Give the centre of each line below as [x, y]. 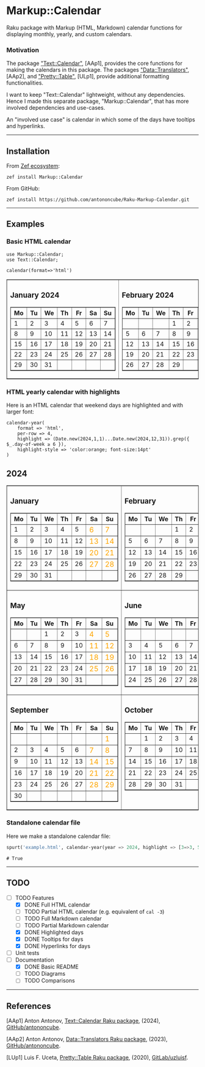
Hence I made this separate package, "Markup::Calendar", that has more [98, 101]
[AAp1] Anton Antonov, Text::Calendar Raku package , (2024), [83, 1021]
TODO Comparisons [49, 981]
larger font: [20, 412]
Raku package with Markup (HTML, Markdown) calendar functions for [95, 28]
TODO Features [35, 897]
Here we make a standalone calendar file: [59, 836]
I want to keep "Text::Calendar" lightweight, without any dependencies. [96, 95]
